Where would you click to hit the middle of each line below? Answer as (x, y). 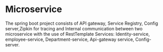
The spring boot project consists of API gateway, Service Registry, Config (82, 23)
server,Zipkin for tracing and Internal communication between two (74, 28)
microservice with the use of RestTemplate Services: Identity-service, (77, 34)
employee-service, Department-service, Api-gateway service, (70, 39)
